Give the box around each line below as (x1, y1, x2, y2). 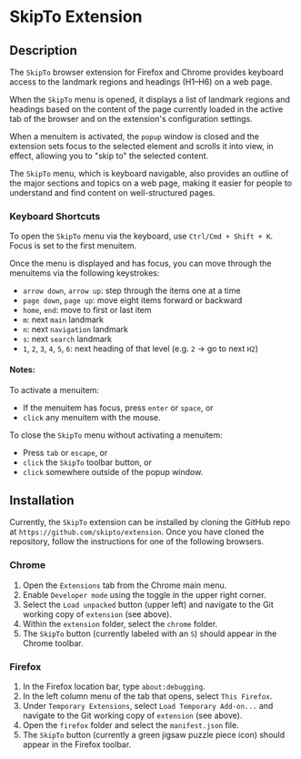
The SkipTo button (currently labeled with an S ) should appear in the (22, 628, 277, 639)
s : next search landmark (22, 334, 112, 345)
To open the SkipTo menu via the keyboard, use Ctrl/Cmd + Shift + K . (9, 230, 274, 242)
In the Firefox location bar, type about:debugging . (22, 681, 206, 692)
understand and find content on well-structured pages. (9, 187, 216, 197)
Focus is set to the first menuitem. (9, 240, 137, 251)
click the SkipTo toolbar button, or (22, 457, 152, 468)
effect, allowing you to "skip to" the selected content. (9, 150, 209, 161)
